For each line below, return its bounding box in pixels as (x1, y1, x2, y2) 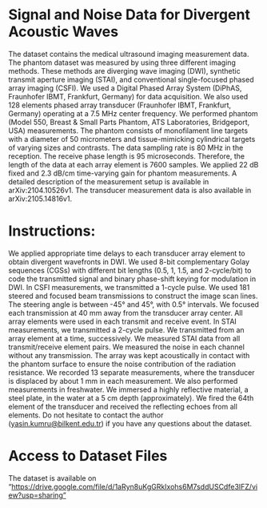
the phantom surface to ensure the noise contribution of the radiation (8, 359, 237, 369)
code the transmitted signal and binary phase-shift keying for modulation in (8, 274, 257, 284)
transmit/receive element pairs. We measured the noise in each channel (8, 342, 245, 352)
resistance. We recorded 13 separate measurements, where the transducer (8, 367, 255, 377)
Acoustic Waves (8, 22, 118, 41)
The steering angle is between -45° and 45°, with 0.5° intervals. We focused (8, 299, 260, 309)
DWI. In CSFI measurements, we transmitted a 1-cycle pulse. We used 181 (8, 282, 250, 292)
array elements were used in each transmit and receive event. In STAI (8, 316, 237, 326)
